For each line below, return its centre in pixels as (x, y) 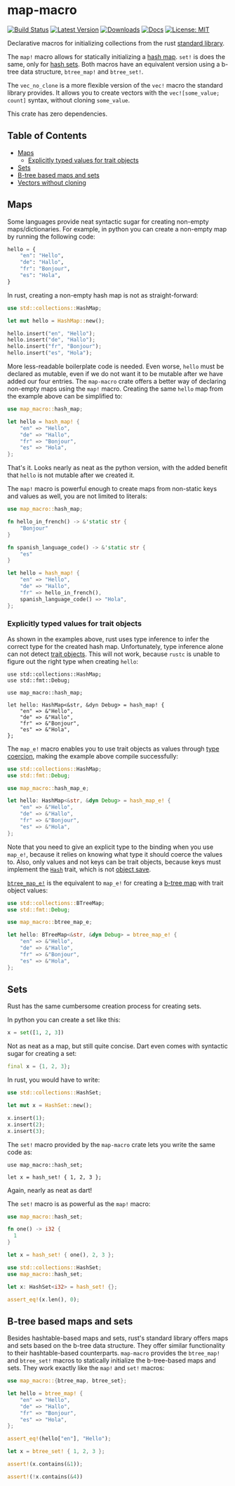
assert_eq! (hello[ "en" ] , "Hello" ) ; (59, 1439)
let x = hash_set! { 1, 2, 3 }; (54, 1177)
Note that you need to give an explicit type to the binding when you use (110, 847)
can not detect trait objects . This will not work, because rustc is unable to (114, 654)
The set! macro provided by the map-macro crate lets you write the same (111, 1144)
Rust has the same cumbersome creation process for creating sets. (105, 1006)
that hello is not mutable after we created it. (71, 475)
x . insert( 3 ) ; (26, 1131)
